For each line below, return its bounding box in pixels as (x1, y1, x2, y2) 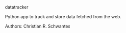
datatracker (5, 4, 28, 10)
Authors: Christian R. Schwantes (5, 23, 71, 29)
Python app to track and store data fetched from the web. (5, 14, 122, 19)
